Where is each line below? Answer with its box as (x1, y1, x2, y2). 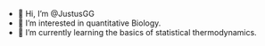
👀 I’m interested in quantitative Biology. (17, 18, 161, 28)
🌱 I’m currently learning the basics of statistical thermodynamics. (17, 27, 257, 37)
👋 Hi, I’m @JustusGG (17, 9, 95, 19)
